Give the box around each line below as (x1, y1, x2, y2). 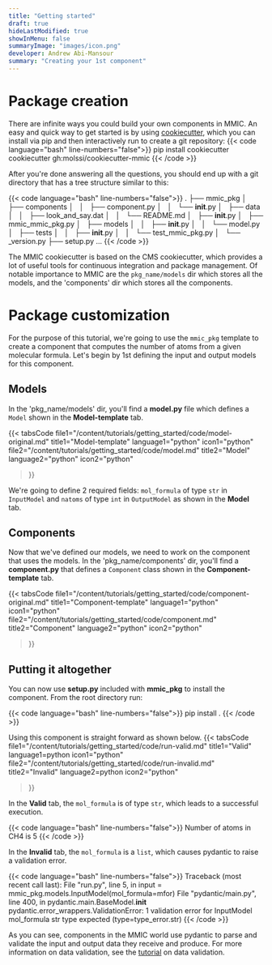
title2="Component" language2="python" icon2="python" (8, 623, 202, 633)
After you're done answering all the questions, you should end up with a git (8, 169, 259, 178)
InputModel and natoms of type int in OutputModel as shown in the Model (8, 493, 249, 503)
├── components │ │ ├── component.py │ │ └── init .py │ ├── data (8, 202, 261, 211)
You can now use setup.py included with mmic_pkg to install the (8, 684, 225, 694)
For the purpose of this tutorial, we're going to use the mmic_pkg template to (8, 333, 259, 343)
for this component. (8, 358, 74, 369)
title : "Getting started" (8, 11, 96, 20)
